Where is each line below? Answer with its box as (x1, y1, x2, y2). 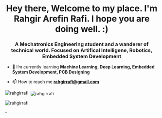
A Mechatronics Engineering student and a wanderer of (15, 41, 149, 48)
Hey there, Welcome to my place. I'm (6, 3, 158, 14)
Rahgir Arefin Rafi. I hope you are (14, 13, 150, 24)
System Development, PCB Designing (12, 69, 90, 75)
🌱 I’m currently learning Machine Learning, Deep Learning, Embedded (12, 64, 155, 70)
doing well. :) (55, 24, 108, 34)
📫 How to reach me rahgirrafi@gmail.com (12, 79, 100, 85)
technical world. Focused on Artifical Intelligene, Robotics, (11, 47, 153, 54)
